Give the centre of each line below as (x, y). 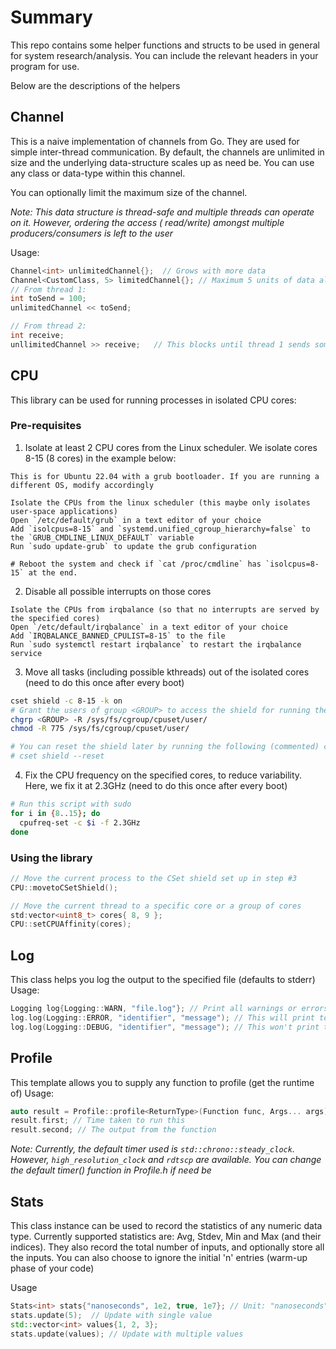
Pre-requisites (46, 426)
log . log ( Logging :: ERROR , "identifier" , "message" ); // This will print (162, 1017)
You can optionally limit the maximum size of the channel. (129, 192)
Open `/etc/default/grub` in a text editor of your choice (136, 520)
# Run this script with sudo (71, 804)
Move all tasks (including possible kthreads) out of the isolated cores (167, 672)
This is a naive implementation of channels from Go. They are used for (155, 141)
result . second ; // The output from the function (113, 1130)
